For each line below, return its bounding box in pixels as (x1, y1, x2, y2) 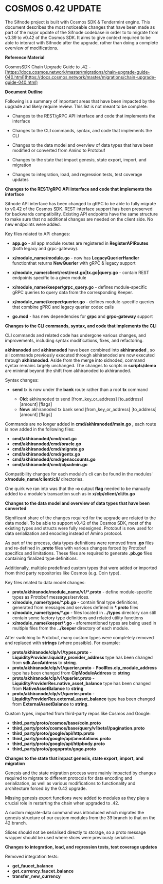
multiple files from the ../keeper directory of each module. (12, 625, 129, 631)
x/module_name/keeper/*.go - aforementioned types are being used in (12, 620, 157, 626)
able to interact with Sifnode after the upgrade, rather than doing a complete (5, 39, 158, 45)
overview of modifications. (5, 45, 58, 51)
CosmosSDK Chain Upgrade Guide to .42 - (5, 64, 91, 70)
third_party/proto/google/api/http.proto (12, 730, 95, 736)
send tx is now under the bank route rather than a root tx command (12, 386, 148, 393)
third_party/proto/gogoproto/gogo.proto (12, 746, 96, 751)
